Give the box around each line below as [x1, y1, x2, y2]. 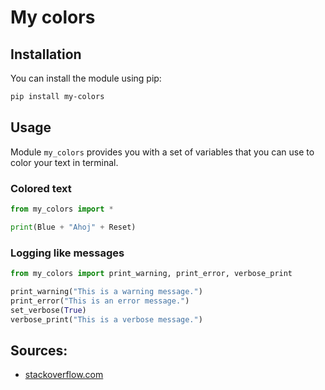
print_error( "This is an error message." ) [10, 296, 190, 306]
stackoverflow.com [24, 369, 104, 381]
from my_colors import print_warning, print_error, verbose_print [10, 269, 293, 279]
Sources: [10, 342, 68, 359]
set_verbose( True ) [10, 305, 87, 315]
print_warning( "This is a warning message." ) [10, 286, 203, 296]
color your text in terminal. [10, 156, 119, 168]
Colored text [10, 181, 72, 195]
